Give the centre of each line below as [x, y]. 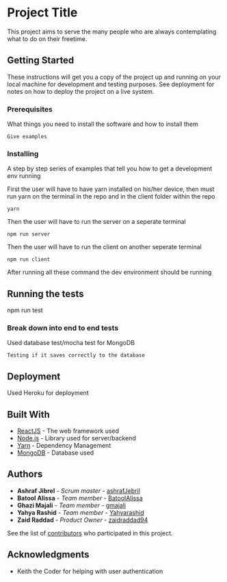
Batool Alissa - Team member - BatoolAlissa [80, 498]
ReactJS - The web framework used [68, 431]
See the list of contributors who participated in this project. [90, 533]
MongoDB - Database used [55, 453]
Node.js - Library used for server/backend [77, 438]
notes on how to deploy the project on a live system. [81, 91]
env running [24, 176]
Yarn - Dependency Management [64, 446]
